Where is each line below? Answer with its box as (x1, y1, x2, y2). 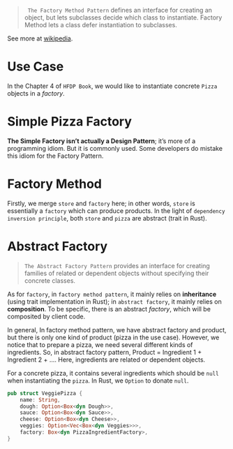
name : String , (20, 396, 61, 404)
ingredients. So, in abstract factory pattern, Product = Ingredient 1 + (7, 348, 202, 356)
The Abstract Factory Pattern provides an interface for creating (24, 261, 211, 270)
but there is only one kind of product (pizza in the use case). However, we (7, 333, 220, 341)
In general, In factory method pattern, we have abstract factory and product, (7, 325, 227, 334)
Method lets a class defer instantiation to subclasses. (24, 21, 178, 29)
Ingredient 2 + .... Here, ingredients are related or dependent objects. (7, 355, 206, 364)
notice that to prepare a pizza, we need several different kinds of (7, 340, 193, 348)
